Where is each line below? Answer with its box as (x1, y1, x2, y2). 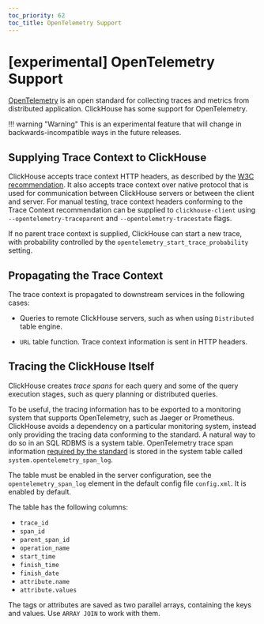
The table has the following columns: (8, 502, 129, 512)
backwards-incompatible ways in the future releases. (8, 128, 182, 137)
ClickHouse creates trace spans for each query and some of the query (8, 381, 239, 390)
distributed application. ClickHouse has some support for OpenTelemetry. (8, 104, 247, 114)
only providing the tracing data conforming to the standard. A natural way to (8, 430, 255, 439)
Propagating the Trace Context (8, 269, 164, 282)
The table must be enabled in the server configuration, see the (8, 470, 212, 479)
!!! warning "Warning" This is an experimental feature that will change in (8, 119, 243, 129)
